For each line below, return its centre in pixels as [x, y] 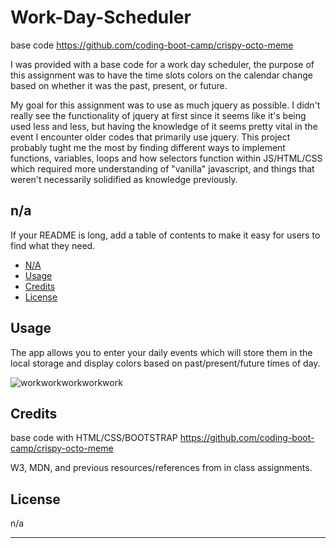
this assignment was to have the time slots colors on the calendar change [161, 75]
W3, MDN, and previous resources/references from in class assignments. [161, 468]
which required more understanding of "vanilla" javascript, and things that [162, 168]
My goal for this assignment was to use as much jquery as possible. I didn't [165, 105]
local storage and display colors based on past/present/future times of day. [165, 363]
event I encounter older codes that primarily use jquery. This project [150, 137]
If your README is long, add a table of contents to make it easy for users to [165, 235]
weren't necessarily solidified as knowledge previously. [124, 179]
